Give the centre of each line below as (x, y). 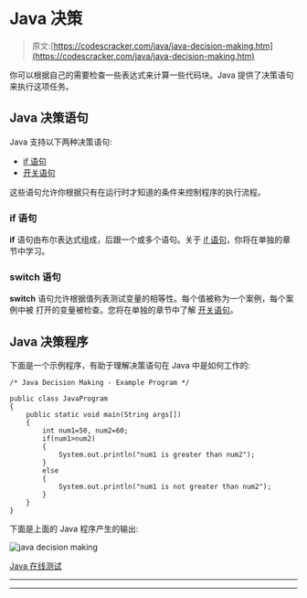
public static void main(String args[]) (104, 415)
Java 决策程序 (49, 342)
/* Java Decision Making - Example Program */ (100, 383)
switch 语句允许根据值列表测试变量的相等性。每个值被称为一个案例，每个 (148, 299)
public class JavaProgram (58, 399)
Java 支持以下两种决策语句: (61, 142)
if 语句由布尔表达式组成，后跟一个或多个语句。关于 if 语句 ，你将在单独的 (146, 240)
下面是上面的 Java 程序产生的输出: (74, 529)
